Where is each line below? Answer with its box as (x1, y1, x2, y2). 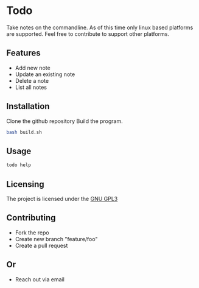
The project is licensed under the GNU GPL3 (6, 195, 118, 202)
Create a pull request (15, 242, 68, 249)
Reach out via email (15, 275, 65, 283)
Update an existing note (15, 71, 75, 78)
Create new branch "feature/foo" (15, 235, 98, 242)
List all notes (15, 83, 47, 91)
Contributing (6, 212, 56, 223)
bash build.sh (6, 129, 43, 135)
